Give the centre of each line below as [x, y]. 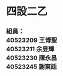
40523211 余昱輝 [30, 49]
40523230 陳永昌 [31, 58]
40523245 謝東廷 [31, 67]
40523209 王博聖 [32, 40]
